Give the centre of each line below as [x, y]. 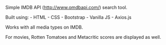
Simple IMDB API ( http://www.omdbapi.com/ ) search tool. [66, 7]
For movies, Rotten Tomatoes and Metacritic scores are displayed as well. [83, 37]
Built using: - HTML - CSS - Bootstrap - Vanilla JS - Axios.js [69, 17]
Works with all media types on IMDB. [44, 27]
